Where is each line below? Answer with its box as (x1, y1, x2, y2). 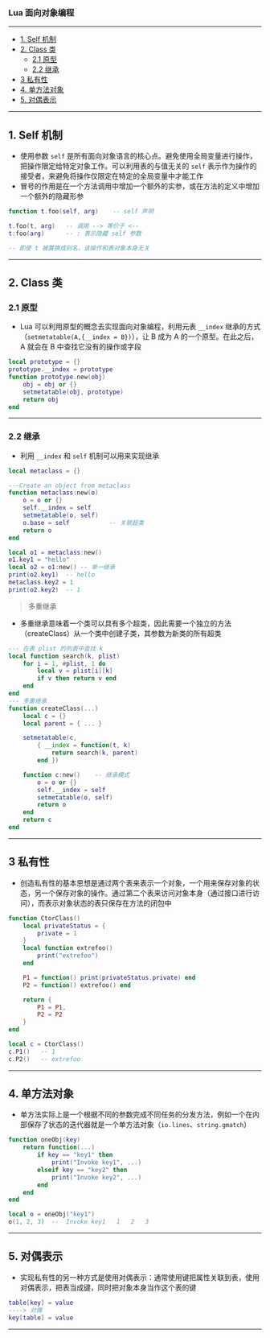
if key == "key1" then (37, 1151, 113, 1159)
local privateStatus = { (22, 922, 106, 930)
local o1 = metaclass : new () (8, 548, 103, 556)
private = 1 (37, 929, 78, 937)
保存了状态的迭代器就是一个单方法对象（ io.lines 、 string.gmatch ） (27, 1120, 252, 1129)
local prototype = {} (8, 358, 81, 366)
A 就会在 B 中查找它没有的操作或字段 (19, 342, 142, 352)
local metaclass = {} (8, 467, 81, 475)
